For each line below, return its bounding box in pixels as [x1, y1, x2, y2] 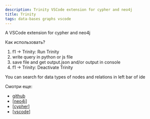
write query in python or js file [12, 54, 73, 60]
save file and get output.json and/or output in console [12, 59, 121, 65]
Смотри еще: [5, 84, 33, 89]
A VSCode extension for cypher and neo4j [5, 30, 91, 36]
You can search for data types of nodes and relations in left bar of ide [5, 74, 146, 80]
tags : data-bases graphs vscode [5, 16, 71, 21]
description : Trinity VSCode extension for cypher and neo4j [5, 7, 133, 12]
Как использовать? [5, 39, 46, 45]
